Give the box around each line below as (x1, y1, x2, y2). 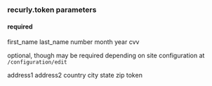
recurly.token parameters (7, 5, 97, 15)
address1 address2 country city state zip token (7, 71, 143, 80)
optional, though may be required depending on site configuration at (7, 51, 205, 60)
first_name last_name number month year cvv (7, 38, 140, 46)
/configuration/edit (7, 59, 68, 66)
